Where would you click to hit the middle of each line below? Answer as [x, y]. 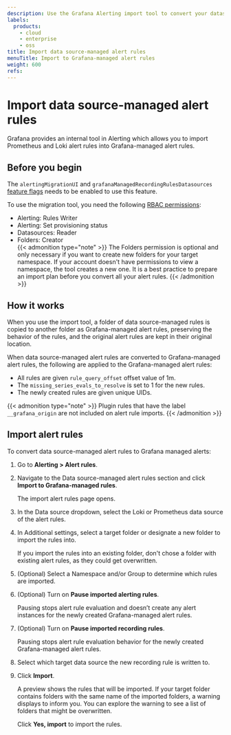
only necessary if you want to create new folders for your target [107, 254]
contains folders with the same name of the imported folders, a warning [119, 696]
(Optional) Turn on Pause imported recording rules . [91, 628]
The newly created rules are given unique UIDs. [85, 393]
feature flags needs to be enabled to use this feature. [82, 191]
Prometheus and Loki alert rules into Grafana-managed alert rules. [101, 146]
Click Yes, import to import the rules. [69, 724]
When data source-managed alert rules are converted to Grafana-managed [114, 358]
